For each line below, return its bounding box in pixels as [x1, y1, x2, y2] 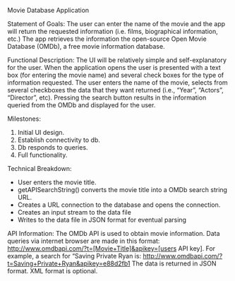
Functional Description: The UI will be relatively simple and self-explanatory [7, 56, 227, 64]
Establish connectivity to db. [17, 136, 101, 144]
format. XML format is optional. [7, 267, 98, 275]
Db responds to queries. [17, 143, 88, 151]
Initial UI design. [17, 128, 65, 136]
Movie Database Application [7, 6, 90, 14]
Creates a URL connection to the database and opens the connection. [17, 201, 221, 209]
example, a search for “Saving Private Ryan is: [7, 252, 142, 260]
